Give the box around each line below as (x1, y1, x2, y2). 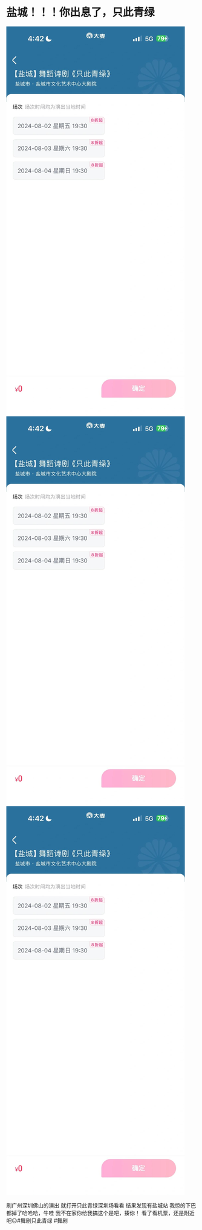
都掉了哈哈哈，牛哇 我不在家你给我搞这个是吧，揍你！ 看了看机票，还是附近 (6, 1209, 195, 1217)
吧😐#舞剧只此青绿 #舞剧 (6, 1217, 68, 1224)
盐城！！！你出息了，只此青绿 (6, 5, 155, 19)
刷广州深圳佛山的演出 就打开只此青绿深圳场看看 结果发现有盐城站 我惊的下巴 (6, 1201, 197, 1209)
